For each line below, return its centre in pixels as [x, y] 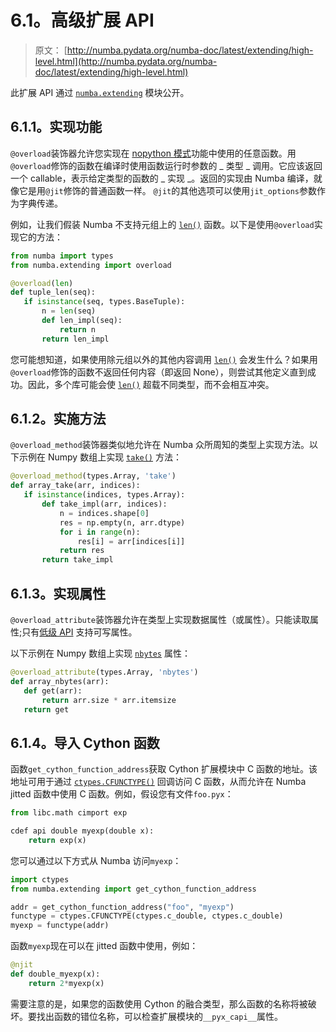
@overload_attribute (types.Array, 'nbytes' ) [104, 672]
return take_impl [77, 560]
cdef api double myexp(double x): [82, 831]
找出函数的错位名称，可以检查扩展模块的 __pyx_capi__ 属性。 [159, 1016]
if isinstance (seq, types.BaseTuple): [104, 302]
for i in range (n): [100, 532]
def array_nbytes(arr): [60, 681]
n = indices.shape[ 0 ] [104, 513]
